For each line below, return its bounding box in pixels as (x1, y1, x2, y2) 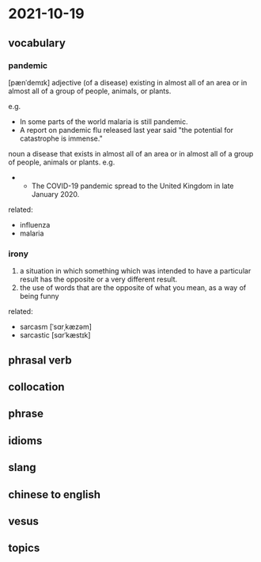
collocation (8, 380, 65, 394)
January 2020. (31, 189, 80, 198)
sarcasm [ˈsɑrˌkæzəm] (19, 322, 93, 332)
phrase (8, 407, 44, 421)
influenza (19, 220, 51, 229)
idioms (8, 434, 43, 447)
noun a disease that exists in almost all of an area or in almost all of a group (8, 149, 254, 158)
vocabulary (8, 36, 66, 50)
